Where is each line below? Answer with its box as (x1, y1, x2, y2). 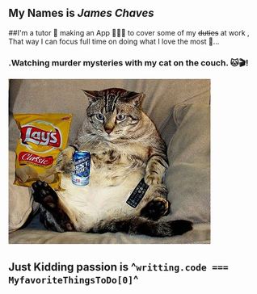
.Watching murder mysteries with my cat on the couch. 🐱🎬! (8, 57, 249, 68)
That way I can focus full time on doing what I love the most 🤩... (8, 36, 220, 46)
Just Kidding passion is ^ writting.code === (8, 260, 229, 274)
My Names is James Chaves (8, 6, 155, 20)
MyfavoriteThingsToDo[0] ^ (8, 272, 139, 286)
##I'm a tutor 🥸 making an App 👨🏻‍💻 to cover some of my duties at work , (8, 27, 250, 37)
